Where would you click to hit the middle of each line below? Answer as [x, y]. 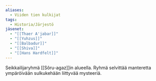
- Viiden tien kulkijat [35, 15]
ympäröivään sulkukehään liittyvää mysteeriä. [53, 73]
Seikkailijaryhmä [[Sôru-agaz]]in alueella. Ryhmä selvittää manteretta [78, 68]
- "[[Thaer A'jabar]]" [34, 34]
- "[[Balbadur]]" [28, 44]
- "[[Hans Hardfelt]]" [34, 53]
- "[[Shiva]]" [25, 48]
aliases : [15, 10]
